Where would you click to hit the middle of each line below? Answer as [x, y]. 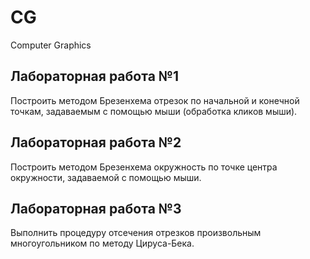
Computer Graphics [51, 45]
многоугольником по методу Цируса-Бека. [102, 243]
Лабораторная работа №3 [96, 208]
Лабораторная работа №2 [96, 142]
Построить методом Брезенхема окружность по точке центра [144, 167]
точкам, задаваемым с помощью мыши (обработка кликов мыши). [154, 111]
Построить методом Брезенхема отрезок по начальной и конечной [155, 100]
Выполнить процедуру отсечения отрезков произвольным [136, 233]
